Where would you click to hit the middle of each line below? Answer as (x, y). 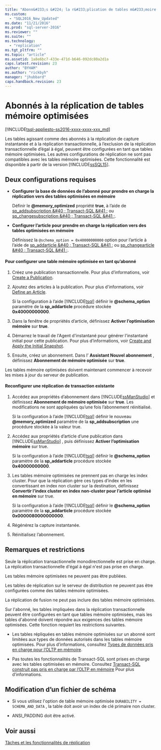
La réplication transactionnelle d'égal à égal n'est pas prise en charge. (75, 566)
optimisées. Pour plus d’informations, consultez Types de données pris (82, 644)
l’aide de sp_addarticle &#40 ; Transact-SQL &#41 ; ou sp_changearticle (83, 245)
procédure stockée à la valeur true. (47, 426)
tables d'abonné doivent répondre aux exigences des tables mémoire (74, 619)
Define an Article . (29, 292)
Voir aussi (20, 731)
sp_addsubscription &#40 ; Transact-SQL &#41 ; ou (63, 211)
